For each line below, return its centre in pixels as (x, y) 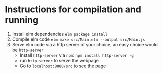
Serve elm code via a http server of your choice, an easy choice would (85, 44)
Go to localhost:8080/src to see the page (63, 66)
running (22, 20)
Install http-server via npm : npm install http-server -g (76, 55)
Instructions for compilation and (73, 9)
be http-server (28, 50)
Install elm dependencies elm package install (60, 34)
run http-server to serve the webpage (59, 60)
